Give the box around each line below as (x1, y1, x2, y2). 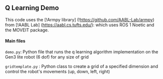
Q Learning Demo (5, 4, 59, 12)
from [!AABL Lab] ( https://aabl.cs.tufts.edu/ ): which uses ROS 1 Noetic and (5, 22, 155, 28)
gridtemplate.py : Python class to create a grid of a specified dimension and (5, 63, 158, 69)
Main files (5, 38, 26, 44)
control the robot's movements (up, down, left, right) (5, 69, 110, 75)
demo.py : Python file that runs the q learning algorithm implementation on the (5, 49, 159, 55)
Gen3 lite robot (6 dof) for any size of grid (5, 54, 89, 60)
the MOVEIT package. (5, 27, 49, 33)
